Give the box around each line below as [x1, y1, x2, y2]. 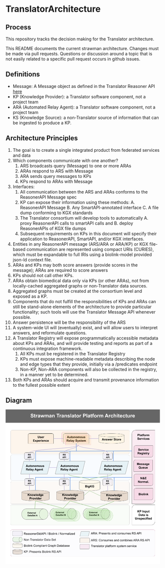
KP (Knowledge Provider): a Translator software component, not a [12, 93, 146, 99]
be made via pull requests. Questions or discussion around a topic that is [5, 51, 152, 57]
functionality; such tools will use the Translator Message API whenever [12, 309, 156, 315]
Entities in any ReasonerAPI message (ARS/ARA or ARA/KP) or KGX [12, 241, 149, 247]
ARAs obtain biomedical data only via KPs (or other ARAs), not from [12, 278, 149, 284]
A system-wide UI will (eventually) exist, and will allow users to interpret [12, 324, 158, 330]
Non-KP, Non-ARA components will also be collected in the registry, [20, 366, 157, 372]
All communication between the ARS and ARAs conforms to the [20, 189, 148, 195]
